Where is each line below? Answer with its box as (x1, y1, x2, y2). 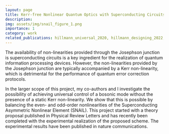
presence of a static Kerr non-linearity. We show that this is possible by (5, 96, 153, 102)
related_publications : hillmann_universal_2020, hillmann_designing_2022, (5, 36, 165, 41)
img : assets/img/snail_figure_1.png (5, 21, 82, 27)
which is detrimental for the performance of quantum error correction (5, 71, 149, 77)
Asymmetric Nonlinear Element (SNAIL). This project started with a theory (5, 107, 158, 113)
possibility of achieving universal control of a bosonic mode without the (5, 91, 153, 97)
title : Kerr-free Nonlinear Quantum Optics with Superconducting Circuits (5, 12, 165, 17)
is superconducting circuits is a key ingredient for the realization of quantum (5, 54, 163, 60)
